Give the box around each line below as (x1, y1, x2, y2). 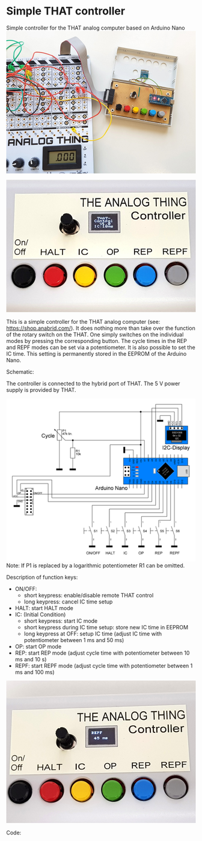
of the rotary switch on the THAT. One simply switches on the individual (6, 330, 184, 338)
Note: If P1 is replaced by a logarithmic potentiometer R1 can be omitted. (6, 562, 185, 569)
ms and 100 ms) (14, 668, 55, 676)
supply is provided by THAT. (6, 386, 76, 393)
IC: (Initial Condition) (14, 611, 66, 618)
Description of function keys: (6, 573, 78, 581)
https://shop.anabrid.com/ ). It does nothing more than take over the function (6, 324, 195, 332)
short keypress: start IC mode (23, 617, 98, 625)
